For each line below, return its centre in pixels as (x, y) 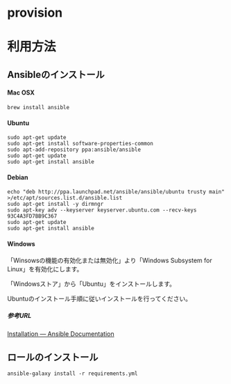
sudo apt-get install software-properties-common (80, 144)
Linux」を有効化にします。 (45, 269)
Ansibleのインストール (56, 74)
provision (35, 13)
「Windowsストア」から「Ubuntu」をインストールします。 (91, 284)
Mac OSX (21, 93)
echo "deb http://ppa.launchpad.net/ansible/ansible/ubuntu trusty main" (116, 192)
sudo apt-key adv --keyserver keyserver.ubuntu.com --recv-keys (102, 210)
